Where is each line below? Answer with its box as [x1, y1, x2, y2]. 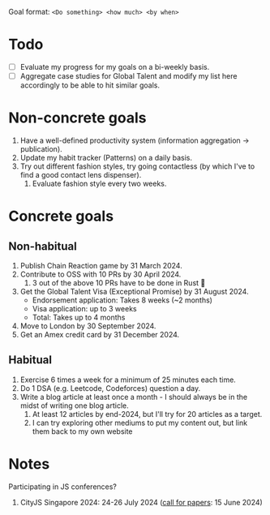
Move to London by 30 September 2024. [19, 321, 156, 331]
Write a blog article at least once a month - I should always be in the [19, 392, 248, 401]
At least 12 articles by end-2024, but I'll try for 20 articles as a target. [32, 409, 263, 418]
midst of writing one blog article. [19, 401, 130, 410]
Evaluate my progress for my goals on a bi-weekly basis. [19, 62, 210, 71]
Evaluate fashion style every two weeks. [32, 178, 167, 188]
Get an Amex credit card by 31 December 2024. [19, 330, 180, 339]
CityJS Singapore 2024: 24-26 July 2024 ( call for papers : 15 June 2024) [19, 497, 264, 507]
